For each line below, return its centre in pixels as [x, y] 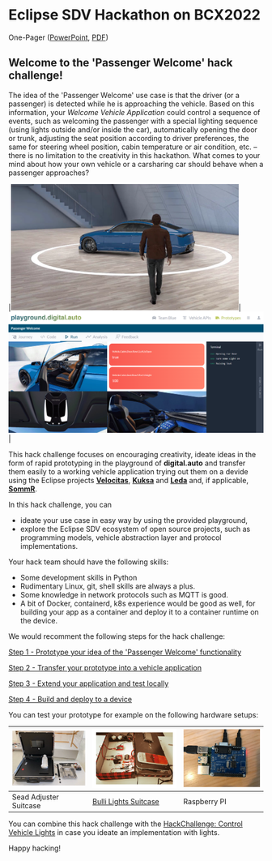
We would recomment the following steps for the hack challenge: [117, 636]
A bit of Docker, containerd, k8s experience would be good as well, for [138, 604]
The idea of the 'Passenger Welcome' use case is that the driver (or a [124, 95]
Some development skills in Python [79, 578]
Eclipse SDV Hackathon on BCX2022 [134, 15]
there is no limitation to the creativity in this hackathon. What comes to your [134, 155]
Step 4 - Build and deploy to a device [70, 700]
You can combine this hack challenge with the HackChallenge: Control [125, 824]
